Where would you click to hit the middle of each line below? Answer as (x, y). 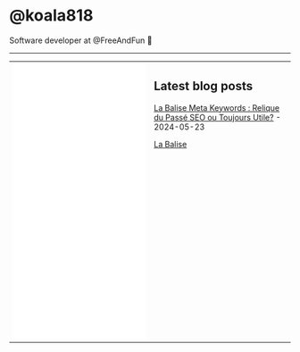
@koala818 (51, 16)
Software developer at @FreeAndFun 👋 (81, 40)
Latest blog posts (204, 86)
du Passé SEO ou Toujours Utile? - (217, 117)
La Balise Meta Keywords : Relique (217, 107)
